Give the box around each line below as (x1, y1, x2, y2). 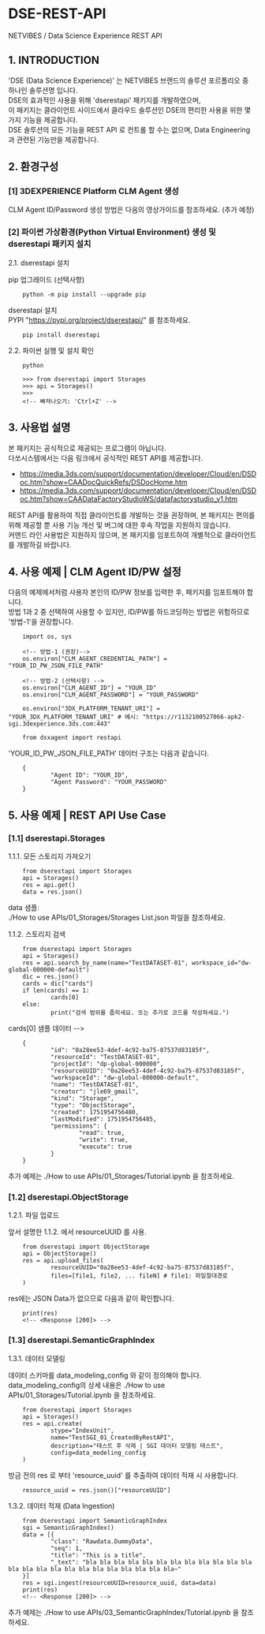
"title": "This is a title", (50, 1551, 147, 1559)
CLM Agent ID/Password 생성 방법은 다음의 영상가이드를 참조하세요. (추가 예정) (8, 205, 255, 215)
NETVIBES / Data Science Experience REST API (8, 31, 163, 40)
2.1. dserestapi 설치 (8, 258, 69, 267)
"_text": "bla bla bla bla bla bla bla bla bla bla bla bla (50, 1558, 252, 1566)
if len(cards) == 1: (22, 987, 90, 994)
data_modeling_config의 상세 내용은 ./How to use (8, 1380, 166, 1390)
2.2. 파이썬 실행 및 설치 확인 (8, 345, 95, 355)
